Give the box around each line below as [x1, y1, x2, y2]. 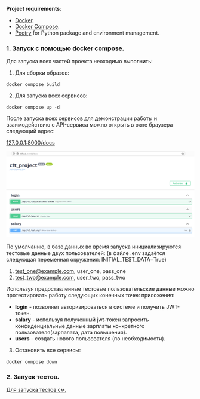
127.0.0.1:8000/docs [6, 139, 55, 146]
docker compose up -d [6, 105, 60, 111]
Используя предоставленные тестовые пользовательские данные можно [6, 286, 195, 293]
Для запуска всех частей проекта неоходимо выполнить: [6, 58, 153, 65]
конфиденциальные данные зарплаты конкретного [14, 323, 145, 330]
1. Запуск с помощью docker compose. [6, 44, 125, 53]
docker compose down [6, 359, 58, 365]
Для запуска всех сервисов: [14, 92, 88, 99]
